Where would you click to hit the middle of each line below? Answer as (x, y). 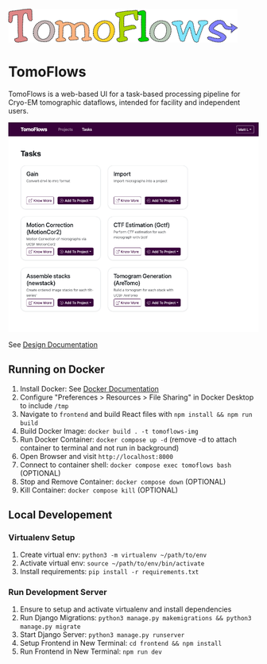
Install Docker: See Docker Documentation (89, 388)
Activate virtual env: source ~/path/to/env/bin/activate (112, 563)
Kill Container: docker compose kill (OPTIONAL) (99, 490)
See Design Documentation (53, 344)
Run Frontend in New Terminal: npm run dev (91, 651)
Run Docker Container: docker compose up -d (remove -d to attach (128, 439)
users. (19, 110)
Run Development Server (58, 593)
